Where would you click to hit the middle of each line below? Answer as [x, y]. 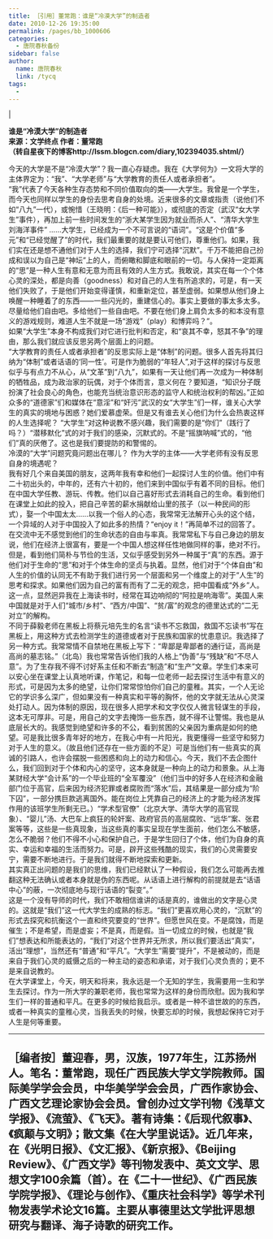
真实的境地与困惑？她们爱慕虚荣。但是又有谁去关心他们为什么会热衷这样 [143, 413]
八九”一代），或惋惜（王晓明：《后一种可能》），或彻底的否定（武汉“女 [132, 210]
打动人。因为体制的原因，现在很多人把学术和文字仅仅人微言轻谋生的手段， [140, 707]
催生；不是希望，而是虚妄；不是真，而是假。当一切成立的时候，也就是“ [128, 930]
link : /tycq [36, 76]
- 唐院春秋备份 [38, 46]
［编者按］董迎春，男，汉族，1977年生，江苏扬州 [133, 1057]
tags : [17, 84]
